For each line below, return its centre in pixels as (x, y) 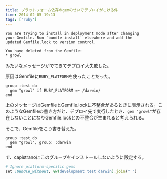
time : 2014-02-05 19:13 (30, 15)
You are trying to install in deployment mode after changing (72, 34)
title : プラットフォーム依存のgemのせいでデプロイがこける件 (62, 10)
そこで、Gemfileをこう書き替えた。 (42, 129)
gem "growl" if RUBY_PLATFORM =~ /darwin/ (55, 91)
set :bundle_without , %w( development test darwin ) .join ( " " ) (71, 172)
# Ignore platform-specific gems (40, 167)
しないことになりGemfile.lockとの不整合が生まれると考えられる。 (78, 118)
